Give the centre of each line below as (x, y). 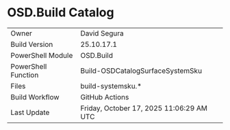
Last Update (30, 112)
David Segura (102, 33)
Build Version (32, 44)
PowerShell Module (42, 55)
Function (25, 75)
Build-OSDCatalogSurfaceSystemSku (141, 71)
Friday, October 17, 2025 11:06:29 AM (144, 108)
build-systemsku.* (111, 86)
